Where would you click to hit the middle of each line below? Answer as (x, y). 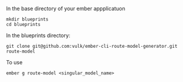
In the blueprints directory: (38, 35)
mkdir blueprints (27, 19)
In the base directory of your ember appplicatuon (66, 9)
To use (14, 62)
